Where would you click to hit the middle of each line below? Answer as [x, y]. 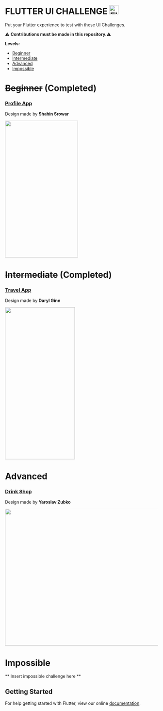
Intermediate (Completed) [58, 275]
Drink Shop [18, 492]
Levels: [13, 43]
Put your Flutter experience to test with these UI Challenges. [65, 25]
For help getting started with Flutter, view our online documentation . [73, 703]
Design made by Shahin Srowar [37, 114]
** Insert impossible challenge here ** [43, 676]
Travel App [18, 290]
